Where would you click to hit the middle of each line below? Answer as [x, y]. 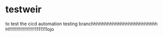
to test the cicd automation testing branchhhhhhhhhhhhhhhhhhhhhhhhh [81, 24]
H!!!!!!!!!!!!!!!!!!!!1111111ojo [30, 29]
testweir [24, 10]
